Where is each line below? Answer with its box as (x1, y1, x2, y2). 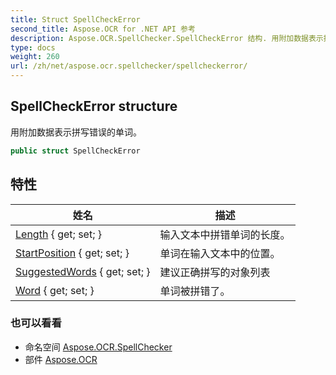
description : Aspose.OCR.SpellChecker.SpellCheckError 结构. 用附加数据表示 (10, 33, 324, 43)
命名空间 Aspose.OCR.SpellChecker (24, 341, 173, 353)
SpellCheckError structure (10, 98, 178, 115)
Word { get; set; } (15, 283, 95, 297)
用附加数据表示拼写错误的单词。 (10, 126, 142, 138)
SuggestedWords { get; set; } (15, 264, 151, 278)
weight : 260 (10, 52, 60, 62)
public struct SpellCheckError (10, 146, 141, 156)
